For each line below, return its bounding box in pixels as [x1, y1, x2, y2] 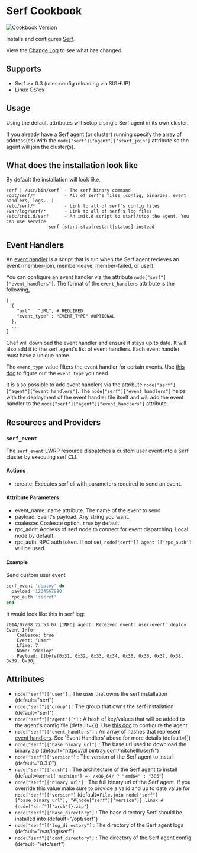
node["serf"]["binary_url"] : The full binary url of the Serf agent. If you [14, 778, 191, 785]
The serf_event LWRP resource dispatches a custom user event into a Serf [6, 447, 189, 454]
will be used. [14, 545, 46, 552]
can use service [6, 218, 46, 225]
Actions [6, 467, 26, 474]
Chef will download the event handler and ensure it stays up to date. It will [6, 340, 186, 347]
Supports [6, 64, 41, 74]
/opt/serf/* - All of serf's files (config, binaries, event [6, 193, 186, 199]
